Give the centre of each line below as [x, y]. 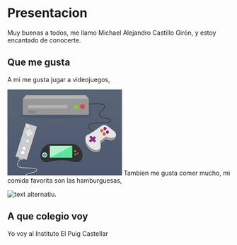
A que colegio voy [48, 216]
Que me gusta [39, 63]
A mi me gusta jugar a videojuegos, [59, 79]
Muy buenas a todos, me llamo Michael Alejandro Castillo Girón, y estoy [112, 33]
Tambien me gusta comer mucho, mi [177, 173]
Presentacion [47, 13]
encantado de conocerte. [44, 40]
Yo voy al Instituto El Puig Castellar [58, 233]
